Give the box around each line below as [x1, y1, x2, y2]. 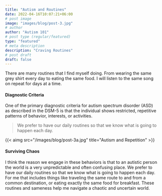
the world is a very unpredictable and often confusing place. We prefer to [5, 164, 153, 170]
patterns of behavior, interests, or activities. [5, 113, 93, 119]
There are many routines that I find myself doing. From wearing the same [5, 70, 152, 76]
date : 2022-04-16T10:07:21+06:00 [5, 12, 73, 17]
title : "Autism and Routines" [5, 7, 67, 12]
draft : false [5, 57, 32, 62]
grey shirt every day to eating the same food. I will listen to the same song [5, 76, 154, 81]
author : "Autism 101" [5, 30, 49, 35]
